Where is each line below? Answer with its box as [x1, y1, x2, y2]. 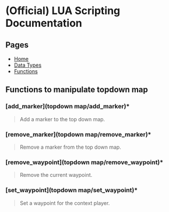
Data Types [13, 61, 42, 69]
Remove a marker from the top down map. [19, 143, 122, 151]
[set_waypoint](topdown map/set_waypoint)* [5, 186, 138, 194]
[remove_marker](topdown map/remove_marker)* [5, 130, 152, 138]
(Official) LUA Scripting [5, 4, 121, 18]
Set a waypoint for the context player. [19, 199, 110, 206]
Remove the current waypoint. [19, 172, 93, 179]
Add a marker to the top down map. [19, 115, 105, 122]
